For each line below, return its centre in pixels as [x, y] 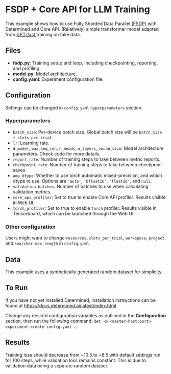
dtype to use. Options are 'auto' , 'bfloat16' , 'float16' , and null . [82, 181]
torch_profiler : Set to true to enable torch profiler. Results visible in [84, 208]
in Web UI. [23, 203]
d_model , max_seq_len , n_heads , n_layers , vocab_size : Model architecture [88, 148]
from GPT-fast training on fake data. [43, 34]
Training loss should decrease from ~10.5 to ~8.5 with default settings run [83, 355]
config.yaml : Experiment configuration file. [58, 79]
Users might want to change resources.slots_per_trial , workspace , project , [86, 238]
